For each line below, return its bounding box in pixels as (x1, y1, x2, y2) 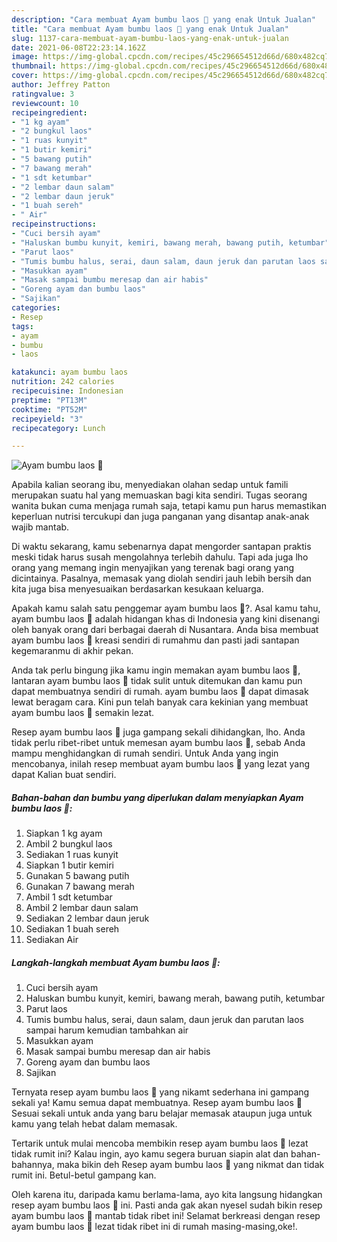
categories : (11, 303, 61, 313)
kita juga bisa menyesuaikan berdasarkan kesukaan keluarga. (11, 583, 264, 595)
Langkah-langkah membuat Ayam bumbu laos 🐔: (11, 956, 221, 968)
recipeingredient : (11, 107, 88, 118)
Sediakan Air (25, 934, 79, 946)
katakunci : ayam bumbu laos (11, 367, 129, 378)
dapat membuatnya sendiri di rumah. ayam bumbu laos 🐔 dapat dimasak (11, 686, 309, 698)
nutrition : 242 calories (11, 377, 115, 387)
